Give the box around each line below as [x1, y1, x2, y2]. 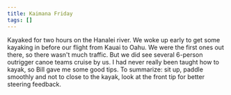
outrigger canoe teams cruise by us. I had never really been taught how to [7, 58, 219, 66]
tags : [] [7, 17, 33, 24]
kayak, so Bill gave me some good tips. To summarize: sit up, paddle [7, 65, 204, 74]
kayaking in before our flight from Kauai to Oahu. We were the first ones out [7, 43, 224, 51]
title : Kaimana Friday [7, 10, 73, 17]
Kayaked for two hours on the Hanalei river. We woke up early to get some [7, 35, 221, 44]
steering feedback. [7, 80, 61, 88]
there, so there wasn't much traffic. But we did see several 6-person [7, 50, 203, 59]
